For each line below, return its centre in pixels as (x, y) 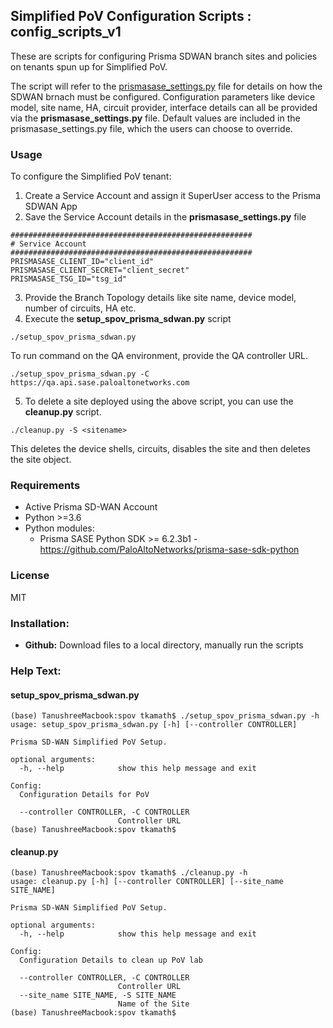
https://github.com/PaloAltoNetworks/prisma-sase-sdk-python (169, 550)
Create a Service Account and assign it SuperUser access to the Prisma (173, 196)
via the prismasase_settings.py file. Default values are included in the (155, 118)
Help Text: (36, 671)
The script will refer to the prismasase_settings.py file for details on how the (166, 86)
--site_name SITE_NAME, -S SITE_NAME (98, 995)
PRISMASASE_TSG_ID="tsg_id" (69, 279)
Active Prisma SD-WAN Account (91, 507)
